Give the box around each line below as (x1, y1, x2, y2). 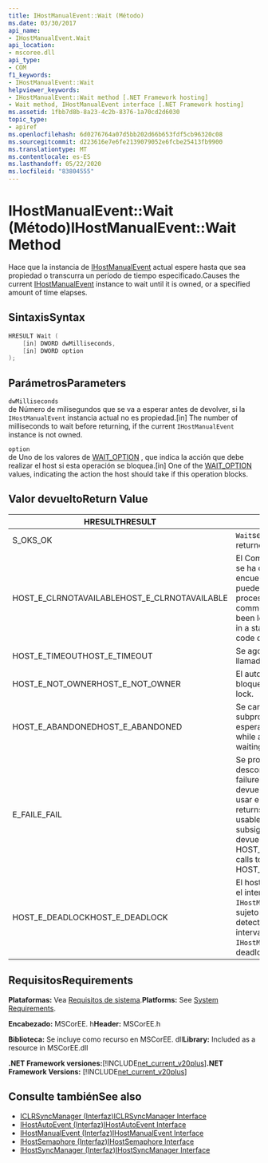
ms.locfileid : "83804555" (8, 168, 94, 176)
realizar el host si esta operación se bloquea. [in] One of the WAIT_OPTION (8, 461, 253, 471)
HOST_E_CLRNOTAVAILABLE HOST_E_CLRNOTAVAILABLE (12, 592, 229, 603)
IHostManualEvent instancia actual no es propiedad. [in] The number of (8, 413, 238, 423)
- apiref (8, 123, 37, 131)
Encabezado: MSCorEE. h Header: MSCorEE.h (8, 1019, 161, 1028)
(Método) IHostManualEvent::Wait (8, 219, 237, 237)
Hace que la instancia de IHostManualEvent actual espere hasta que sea (8, 262, 246, 271)
